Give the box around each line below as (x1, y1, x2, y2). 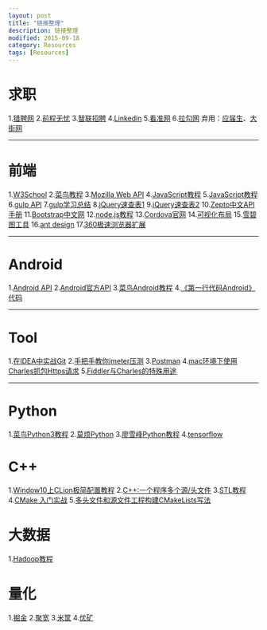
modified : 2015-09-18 (8, 33, 80, 42)
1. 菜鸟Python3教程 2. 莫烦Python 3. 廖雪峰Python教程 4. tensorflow (8, 429, 223, 439)
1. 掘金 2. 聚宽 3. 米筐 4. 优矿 (8, 612, 94, 622)
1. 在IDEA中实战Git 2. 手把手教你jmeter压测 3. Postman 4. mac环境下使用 (8, 356, 238, 365)
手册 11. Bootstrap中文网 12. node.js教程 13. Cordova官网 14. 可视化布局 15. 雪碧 (8, 209, 257, 219)
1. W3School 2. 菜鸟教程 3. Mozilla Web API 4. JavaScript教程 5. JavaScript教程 (8, 189, 258, 199)
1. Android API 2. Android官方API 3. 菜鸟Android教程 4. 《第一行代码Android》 (8, 282, 256, 292)
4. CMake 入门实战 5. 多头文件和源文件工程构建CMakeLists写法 (8, 495, 211, 505)
